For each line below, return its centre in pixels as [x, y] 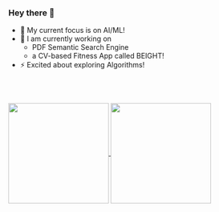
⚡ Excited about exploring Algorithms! [82, 65]
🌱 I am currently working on [66, 39]
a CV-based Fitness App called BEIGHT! [98, 56]
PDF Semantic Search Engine [80, 47]
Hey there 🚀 [31, 13]
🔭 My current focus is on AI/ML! [73, 31]
